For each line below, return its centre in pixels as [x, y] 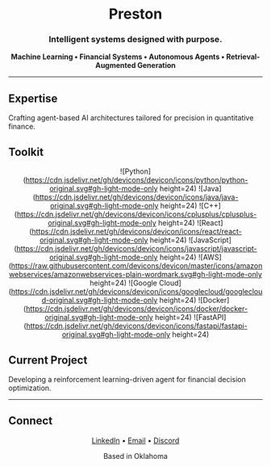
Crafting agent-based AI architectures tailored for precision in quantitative [131, 118]
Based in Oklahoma [135, 456]
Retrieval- [243, 57]
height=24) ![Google [123, 283]
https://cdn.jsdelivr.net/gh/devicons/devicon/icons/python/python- [137, 180]
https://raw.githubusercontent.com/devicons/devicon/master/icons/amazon [137, 266]
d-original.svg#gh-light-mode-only [100, 301]
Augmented [116, 65]
